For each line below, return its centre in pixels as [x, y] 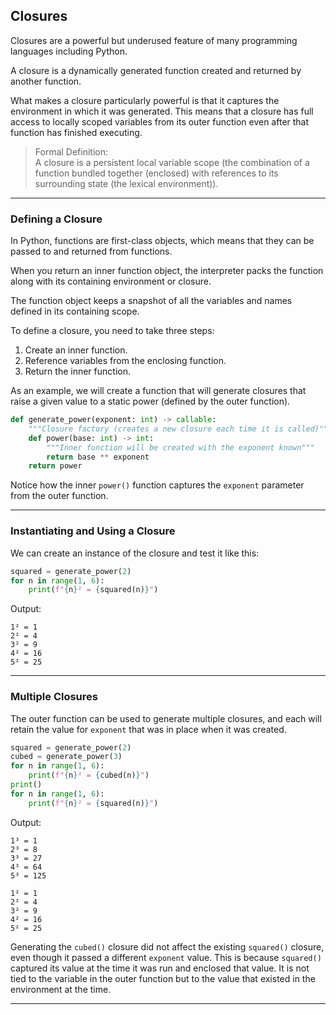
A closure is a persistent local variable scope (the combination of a [172, 162]
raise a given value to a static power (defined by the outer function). [150, 401]
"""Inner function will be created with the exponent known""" [180, 447]
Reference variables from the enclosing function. [125, 361]
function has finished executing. [76, 132]
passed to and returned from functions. [91, 251]
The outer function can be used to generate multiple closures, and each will [166, 718]
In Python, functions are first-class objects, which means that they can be [162, 241]
